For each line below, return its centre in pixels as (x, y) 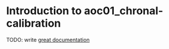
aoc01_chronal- (123, 11)
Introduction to (44, 11)
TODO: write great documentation (48, 40)
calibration (34, 23)
